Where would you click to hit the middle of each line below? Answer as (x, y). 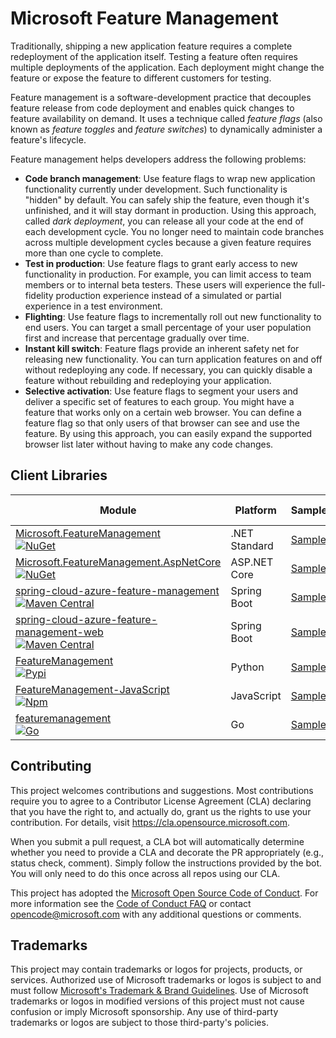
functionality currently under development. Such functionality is (156, 189)
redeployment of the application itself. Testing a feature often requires (154, 56)
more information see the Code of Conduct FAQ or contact (131, 903)
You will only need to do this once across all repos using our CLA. (145, 873)
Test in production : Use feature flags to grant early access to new (161, 263)
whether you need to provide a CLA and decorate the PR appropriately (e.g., (167, 852)
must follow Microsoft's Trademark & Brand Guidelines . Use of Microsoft (159, 991)
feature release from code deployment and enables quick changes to (152, 108)
